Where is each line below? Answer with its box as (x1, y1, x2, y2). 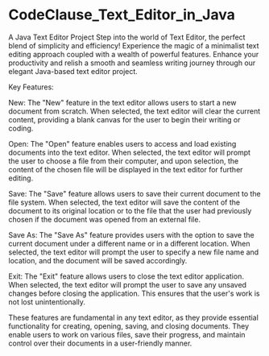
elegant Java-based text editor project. (8, 66, 139, 76)
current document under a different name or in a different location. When (8, 238, 250, 248)
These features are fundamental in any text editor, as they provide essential (8, 313, 259, 322)
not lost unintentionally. (8, 296, 86, 307)
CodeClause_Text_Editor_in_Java (8, 6, 235, 24)
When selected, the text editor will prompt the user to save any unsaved (8, 279, 247, 289)
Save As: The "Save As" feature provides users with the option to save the (8, 230, 255, 239)
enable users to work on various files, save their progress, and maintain (8, 329, 246, 339)
